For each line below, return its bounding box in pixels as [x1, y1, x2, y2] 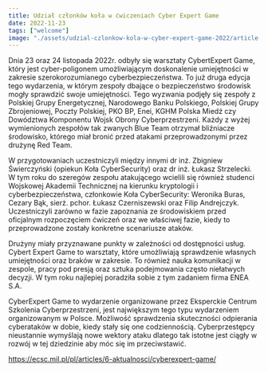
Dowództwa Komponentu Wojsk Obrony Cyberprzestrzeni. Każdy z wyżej [8, 115, 250, 124]
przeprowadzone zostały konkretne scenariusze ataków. [8, 224, 194, 233]
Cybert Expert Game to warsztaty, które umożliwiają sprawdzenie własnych [8, 248, 257, 257]
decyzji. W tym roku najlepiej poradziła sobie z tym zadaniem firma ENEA [8, 272, 249, 283]
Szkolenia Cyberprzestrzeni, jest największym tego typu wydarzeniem [8, 305, 239, 315]
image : [8, 33, 30, 42]
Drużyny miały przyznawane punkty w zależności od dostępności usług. [8, 239, 246, 249]
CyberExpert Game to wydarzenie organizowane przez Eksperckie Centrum [8, 296, 258, 307]
